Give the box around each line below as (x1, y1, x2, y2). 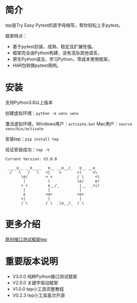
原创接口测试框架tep (5, 236, 48, 242)
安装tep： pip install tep (5, 136, 59, 142)
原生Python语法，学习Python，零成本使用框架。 (12, 56, 112, 62)
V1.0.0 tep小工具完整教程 (12, 286, 64, 292)
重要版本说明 (5, 256, 59, 267)
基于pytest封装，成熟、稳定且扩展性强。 (12, 43, 96, 49)
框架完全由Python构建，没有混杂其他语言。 (12, 50, 102, 56)
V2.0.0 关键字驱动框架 (12, 279, 59, 285)
